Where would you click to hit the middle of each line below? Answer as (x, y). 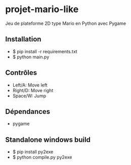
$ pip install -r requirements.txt (45, 51)
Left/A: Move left (30, 85)
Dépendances (28, 112)
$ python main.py (31, 57)
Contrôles (21, 73)
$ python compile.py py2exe (42, 157)
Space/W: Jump (29, 96)
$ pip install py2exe (33, 152)
